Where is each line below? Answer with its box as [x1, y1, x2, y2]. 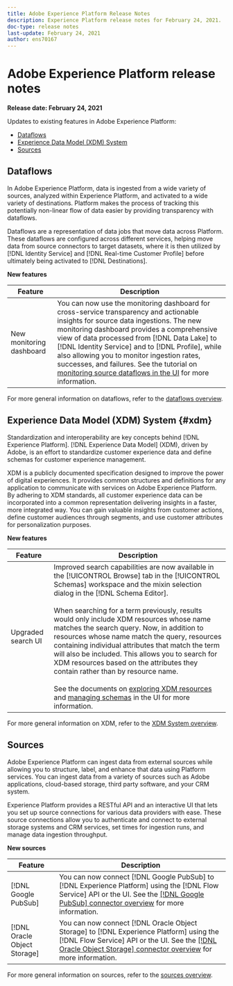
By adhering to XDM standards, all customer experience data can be [7, 491, 203, 499]
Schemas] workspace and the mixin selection [53, 579, 202, 589]
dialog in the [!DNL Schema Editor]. [53, 588, 169, 598]
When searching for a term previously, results [53, 606, 202, 615]
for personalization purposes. [7, 520, 92, 528]
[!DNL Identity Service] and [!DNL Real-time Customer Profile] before [7, 249, 205, 257]
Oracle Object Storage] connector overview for [58, 944, 213, 953]
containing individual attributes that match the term [53, 640, 220, 650]
